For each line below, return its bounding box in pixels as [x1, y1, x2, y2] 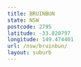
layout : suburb [7, 50, 52, 57]
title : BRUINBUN [7, 10, 55, 17]
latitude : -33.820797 [7, 29, 71, 37]
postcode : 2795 [7, 23, 52, 30]
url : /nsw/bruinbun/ [7, 43, 68, 50]
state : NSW [7, 17, 39, 24]
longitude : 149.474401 [7, 36, 74, 43]
